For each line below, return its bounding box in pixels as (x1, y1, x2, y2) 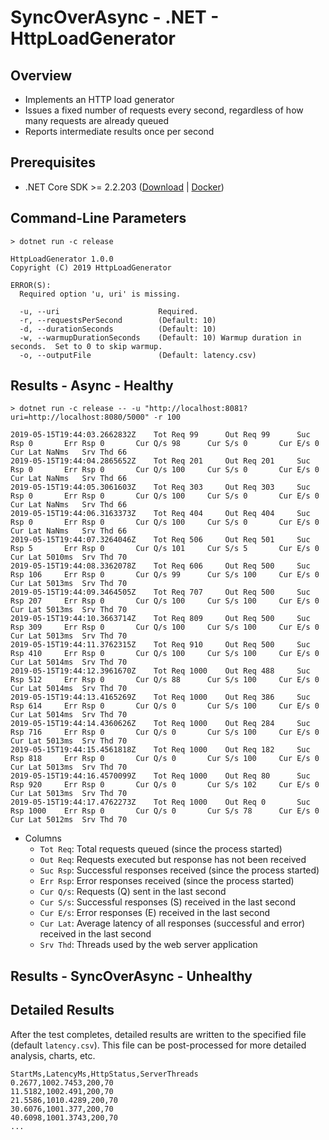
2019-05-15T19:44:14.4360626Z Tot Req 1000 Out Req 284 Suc (10, 719, 311, 729)
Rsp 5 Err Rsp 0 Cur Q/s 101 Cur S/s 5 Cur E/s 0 (10, 544, 320, 554)
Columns (24, 832, 63, 845)
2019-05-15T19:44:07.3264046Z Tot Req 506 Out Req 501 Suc (10, 535, 311, 545)
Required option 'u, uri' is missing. (19, 289, 182, 299)
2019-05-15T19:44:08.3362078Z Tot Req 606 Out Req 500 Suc (10, 561, 311, 571)
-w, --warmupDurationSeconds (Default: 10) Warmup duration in (19, 332, 302, 343)
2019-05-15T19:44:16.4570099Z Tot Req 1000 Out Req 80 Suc (10, 771, 311, 781)
